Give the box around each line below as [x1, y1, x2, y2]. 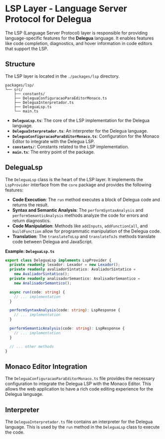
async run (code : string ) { [9, 290, 65, 294]
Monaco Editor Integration [5, 362, 87, 371]
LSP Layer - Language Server [5, 3, 127, 14]
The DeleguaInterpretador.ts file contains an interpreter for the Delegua [5, 419, 153, 425]
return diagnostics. [12, 217, 51, 223]
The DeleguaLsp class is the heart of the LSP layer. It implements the [5, 176, 143, 182]
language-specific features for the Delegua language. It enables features [5, 35, 154, 41]
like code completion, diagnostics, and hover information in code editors [5, 40, 152, 46]
